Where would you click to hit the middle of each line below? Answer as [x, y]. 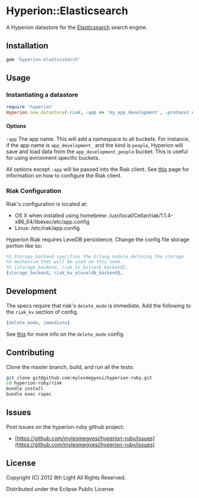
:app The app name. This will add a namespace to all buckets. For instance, [98, 139]
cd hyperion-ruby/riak [34, 383]
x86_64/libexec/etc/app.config [52, 221]
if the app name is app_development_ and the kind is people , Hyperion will [95, 145]
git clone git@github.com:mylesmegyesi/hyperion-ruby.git [79, 378]
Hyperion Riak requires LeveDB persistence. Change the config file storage [98, 239]
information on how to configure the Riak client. [64, 176]
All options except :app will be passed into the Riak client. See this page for [98, 169]
